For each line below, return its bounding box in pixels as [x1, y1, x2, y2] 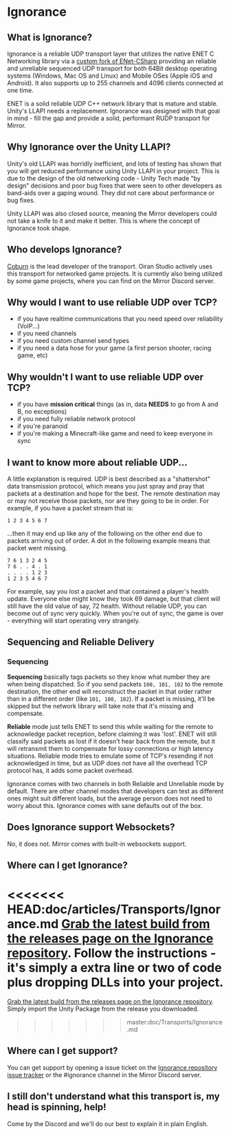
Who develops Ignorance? [7, 244, 122, 256]
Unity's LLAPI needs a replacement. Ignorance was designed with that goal [7, 107, 220, 115]
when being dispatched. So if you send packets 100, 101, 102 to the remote [7, 679, 223, 688]
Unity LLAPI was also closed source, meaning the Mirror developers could [7, 209, 217, 217]
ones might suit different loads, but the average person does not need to [7, 794, 213, 802]
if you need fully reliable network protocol [16, 415, 136, 423]
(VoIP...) [16, 322, 40, 330]
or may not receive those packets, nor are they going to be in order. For [7, 497, 210, 505]
